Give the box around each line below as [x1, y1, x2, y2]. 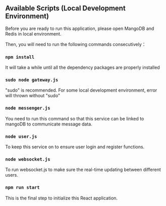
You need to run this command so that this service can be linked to [5, 115, 144, 121]
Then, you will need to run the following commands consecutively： [5, 41, 146, 47]
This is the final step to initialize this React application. [5, 195, 118, 201]
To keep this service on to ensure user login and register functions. [5, 144, 145, 150]
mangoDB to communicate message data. [5, 121, 92, 127]
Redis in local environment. [5, 30, 62, 37]
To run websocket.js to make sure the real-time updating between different [5, 167, 161, 173]
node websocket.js [5, 156, 50, 162]
